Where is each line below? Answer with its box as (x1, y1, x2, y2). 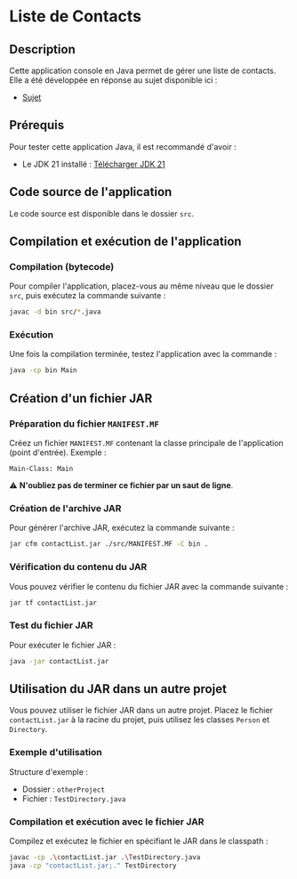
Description (9, 42, 76, 57)
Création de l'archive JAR (9, 501, 122, 514)
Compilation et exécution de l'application (9, 234, 242, 249)
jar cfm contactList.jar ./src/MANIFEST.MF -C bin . (9, 540, 209, 549)
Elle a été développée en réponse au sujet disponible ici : (9, 75, 218, 85)
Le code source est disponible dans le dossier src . (9, 208, 194, 219)
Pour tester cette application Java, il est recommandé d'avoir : (9, 141, 237, 152)
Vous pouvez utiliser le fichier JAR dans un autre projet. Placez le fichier (9, 705, 274, 716)
